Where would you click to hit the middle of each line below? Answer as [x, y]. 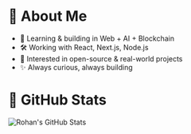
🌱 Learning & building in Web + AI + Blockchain [97, 38]
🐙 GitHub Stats [58, 100]
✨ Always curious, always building [76, 67]
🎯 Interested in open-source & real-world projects [101, 58]
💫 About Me [48, 16]
